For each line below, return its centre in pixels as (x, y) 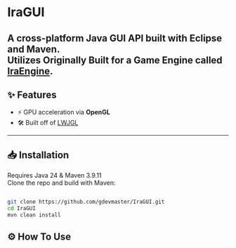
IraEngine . (30, 71)
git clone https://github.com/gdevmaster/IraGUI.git (86, 202)
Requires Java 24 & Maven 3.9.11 (54, 176)
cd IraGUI (22, 209)
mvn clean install (34, 215)
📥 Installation (38, 155)
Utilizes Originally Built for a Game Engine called (115, 60)
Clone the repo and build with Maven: (61, 183)
